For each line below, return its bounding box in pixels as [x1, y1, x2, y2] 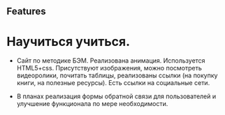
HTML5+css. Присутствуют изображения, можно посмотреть [16, 64, 202, 72]
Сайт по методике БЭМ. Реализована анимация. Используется [16, 56, 205, 65]
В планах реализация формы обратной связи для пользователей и [16, 92, 217, 100]
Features [6, 6, 46, 17]
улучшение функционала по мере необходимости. [16, 100, 168, 108]
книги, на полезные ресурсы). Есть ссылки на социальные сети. [16, 79, 210, 87]
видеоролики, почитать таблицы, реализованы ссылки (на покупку [16, 71, 218, 79]
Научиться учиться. [6, 33, 131, 49]
